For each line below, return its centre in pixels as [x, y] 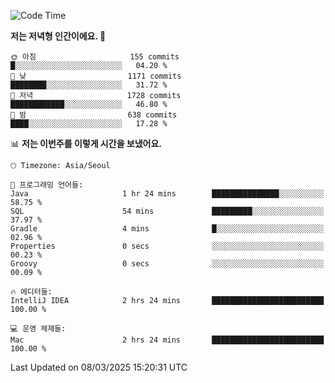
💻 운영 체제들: [38, 329]
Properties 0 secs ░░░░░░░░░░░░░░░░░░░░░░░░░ [167, 246]
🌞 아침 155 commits [95, 57]
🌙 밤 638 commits [94, 115]
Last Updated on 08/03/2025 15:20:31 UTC [99, 367]
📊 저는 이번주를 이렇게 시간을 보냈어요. [86, 143]
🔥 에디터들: [31, 292]
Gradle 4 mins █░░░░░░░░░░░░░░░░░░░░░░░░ [167, 229]
